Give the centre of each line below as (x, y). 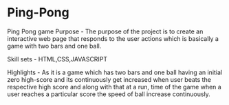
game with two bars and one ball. (54, 46)
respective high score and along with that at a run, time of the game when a (114, 87)
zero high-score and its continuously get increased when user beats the (109, 79)
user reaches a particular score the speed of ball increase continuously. (109, 94)
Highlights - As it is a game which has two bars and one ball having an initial (115, 72)
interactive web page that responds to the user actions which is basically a (113, 38)
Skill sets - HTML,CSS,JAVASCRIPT (57, 59)
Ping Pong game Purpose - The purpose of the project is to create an (105, 31)
